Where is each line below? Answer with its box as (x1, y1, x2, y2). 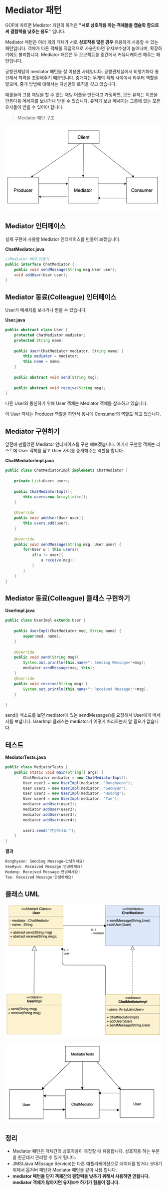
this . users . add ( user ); (23, 521, 70, 526)
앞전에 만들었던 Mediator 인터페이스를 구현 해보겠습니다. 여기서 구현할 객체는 (5, 441, 156, 447)
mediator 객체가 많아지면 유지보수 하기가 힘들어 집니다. (12, 1179, 120, 1185)
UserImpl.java (5, 608, 35, 614)
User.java (5, 317, 25, 323)
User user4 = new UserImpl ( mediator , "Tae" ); (23, 796, 120, 801)
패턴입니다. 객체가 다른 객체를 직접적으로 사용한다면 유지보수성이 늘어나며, (5, 45, 149, 51)
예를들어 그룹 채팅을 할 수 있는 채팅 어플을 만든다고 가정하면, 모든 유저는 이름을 (5, 91, 158, 98)
